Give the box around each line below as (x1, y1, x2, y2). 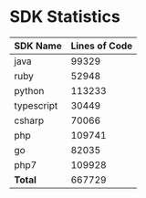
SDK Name (14, 39, 62, 52)
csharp (14, 114, 45, 127)
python (14, 84, 45, 97)
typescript (14, 99, 58, 111)
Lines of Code (70, 39, 133, 52)
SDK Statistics (9, 6, 120, 27)
